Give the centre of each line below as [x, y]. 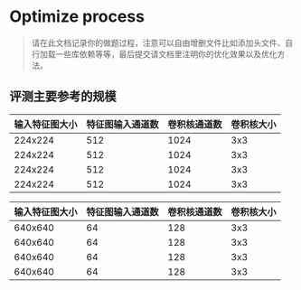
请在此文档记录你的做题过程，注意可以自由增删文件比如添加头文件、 [158, 42]
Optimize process [77, 17]
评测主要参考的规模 [63, 97]
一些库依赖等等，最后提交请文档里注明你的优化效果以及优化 [166, 54]
